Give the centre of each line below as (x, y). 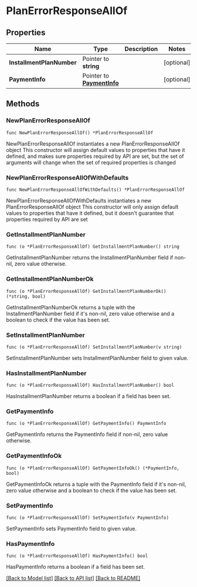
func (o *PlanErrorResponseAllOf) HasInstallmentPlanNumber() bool (90, 386)
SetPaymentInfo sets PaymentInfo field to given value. (71, 529)
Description (141, 49)
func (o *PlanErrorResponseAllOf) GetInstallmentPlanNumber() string (93, 247)
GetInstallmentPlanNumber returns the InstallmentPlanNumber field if (90, 258)
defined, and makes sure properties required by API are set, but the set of (95, 156)
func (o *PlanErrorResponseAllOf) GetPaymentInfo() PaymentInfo (86, 424)
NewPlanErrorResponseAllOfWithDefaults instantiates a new (79, 200)
